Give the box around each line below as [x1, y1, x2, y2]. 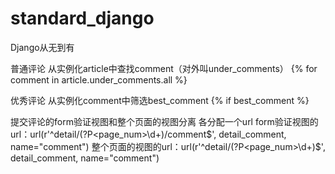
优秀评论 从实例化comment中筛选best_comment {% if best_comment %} [10, 94, 310, 106]
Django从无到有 [10, 41, 75, 53]
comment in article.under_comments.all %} [10, 73, 188, 86]
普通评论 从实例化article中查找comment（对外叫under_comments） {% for [10, 62, 318, 74]
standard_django [10, 7, 155, 30]
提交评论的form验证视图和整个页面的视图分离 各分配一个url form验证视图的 [10, 115, 319, 127]
